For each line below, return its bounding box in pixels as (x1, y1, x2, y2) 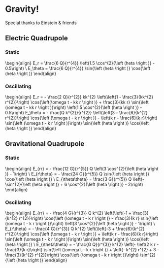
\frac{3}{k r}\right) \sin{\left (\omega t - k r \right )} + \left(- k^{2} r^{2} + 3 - (5, 246, 160, 252)
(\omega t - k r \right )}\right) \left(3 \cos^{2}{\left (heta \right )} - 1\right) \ (5, 220, 155, 226)
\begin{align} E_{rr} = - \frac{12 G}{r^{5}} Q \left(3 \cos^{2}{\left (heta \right (5, 166, 159, 171)
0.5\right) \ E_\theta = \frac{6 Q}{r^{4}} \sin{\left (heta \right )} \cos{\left (5, 65, 151, 71)
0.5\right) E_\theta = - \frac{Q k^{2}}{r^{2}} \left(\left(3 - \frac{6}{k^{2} (5, 109, 148, 115)
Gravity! (5, 3, 39, 15)
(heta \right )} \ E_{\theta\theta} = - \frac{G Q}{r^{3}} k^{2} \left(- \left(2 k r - (5, 241, 159, 247)
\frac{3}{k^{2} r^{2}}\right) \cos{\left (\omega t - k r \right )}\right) (5, 252, 139, 258)
